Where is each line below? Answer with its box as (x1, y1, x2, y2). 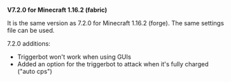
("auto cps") (17, 68, 53, 75)
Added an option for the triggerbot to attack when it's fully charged (17, 60, 209, 68)
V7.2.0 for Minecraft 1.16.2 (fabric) (7, 6, 107, 14)
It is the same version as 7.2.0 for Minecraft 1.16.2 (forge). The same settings (7, 19, 225, 27)
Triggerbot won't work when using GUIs (17, 53, 131, 61)
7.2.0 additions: (7, 40, 50, 47)
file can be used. (7, 27, 55, 34)
